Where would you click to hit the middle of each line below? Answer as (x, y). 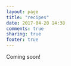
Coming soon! (23, 57)
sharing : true (24, 34)
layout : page (22, 12)
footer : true (22, 40)
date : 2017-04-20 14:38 (36, 23)
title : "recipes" (28, 17)
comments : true (25, 28)
